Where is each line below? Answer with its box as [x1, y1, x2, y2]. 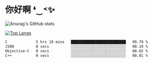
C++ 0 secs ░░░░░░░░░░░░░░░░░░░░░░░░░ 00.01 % [5, 53, 148, 58]
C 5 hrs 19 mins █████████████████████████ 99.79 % [5, 39, 148, 44]
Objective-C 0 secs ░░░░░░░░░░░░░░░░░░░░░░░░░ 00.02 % [5, 48, 148, 53]
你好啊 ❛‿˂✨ [5, 4, 55, 16]
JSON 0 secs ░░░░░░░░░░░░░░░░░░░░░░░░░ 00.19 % [5, 44, 148, 49]
